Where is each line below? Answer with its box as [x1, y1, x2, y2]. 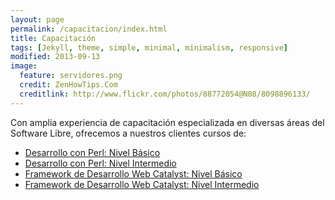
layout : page [10, 14, 65, 25]
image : [10, 61, 38, 71]
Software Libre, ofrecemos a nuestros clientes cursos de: [10, 127, 247, 139]
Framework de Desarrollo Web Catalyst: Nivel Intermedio [24, 178, 260, 190]
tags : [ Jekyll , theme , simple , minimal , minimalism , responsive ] [10, 42, 288, 53]
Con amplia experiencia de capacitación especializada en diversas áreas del [10, 116, 325, 128]
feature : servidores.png [19, 71, 123, 81]
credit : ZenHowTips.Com [19, 80, 118, 90]
